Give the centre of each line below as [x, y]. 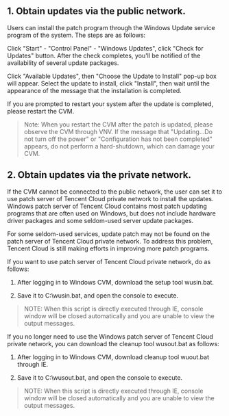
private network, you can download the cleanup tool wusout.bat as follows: [113, 343]
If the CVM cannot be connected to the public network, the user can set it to [115, 192]
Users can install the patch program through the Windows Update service [111, 27]
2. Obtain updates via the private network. [99, 175]
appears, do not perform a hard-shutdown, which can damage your [119, 146]
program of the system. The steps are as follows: [76, 35]
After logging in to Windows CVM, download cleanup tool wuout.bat [113, 357]
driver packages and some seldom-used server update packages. [100, 220]
